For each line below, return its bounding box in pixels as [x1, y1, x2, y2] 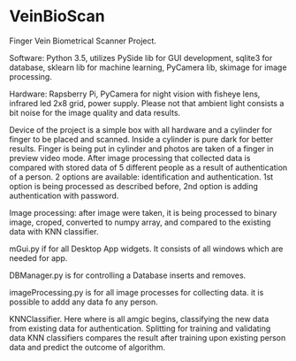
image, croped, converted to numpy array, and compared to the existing [9, 217, 271, 227]
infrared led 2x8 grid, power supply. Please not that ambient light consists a [9, 97, 285, 108]
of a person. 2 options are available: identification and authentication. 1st [9, 171, 274, 182]
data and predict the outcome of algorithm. [9, 342, 166, 352]
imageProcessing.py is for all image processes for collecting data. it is [9, 287, 264, 297]
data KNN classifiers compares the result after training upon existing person [9, 332, 286, 342]
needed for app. [9, 252, 68, 263]
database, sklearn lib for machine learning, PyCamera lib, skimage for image [9, 62, 287, 73]
